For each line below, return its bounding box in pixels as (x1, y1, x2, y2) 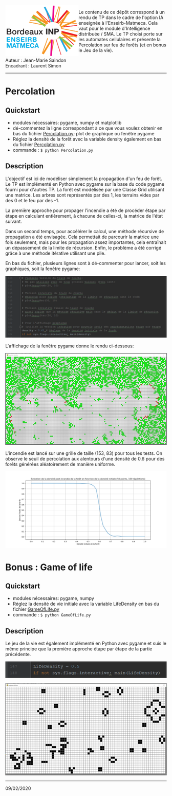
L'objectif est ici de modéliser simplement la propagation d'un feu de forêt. (5, 175, 162, 182)
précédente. (5, 651, 31, 658)
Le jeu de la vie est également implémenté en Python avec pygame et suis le (5, 640, 166, 647)
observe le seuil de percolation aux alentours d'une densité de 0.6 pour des (5, 455, 165, 462)
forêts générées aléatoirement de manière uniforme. (5, 461, 115, 467)
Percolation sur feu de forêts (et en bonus (78, 42, 166, 48)
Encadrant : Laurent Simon (5, 63, 61, 68)
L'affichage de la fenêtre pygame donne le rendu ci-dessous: (5, 343, 134, 349)
